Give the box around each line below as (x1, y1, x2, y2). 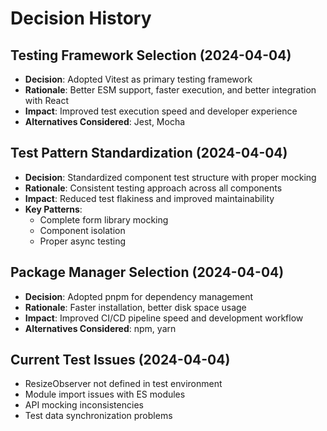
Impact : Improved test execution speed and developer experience (24, 105, 298, 117)
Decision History (10, 7, 152, 30)
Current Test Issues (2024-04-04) (10, 352, 231, 369)
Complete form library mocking (39, 213, 169, 226)
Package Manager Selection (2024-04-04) (10, 264, 285, 281)
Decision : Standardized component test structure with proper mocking (24, 171, 317, 183)
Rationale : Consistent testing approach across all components (24, 182, 283, 194)
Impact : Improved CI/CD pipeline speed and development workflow (24, 312, 304, 324)
